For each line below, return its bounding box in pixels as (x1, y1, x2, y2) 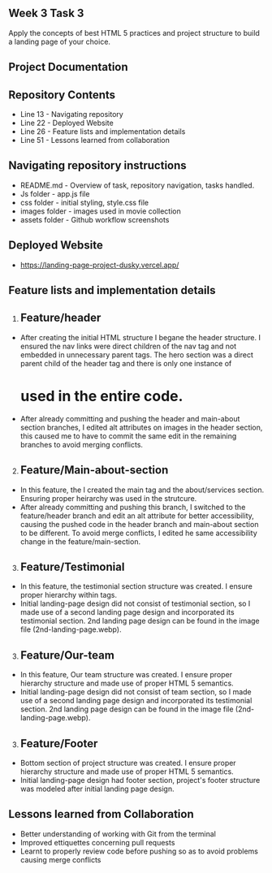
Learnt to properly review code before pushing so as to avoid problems (19, 846, 258, 856)
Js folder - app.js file (19, 188, 90, 198)
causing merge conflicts (19, 854, 101, 864)
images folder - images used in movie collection (19, 206, 181, 216)
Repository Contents (8, 88, 116, 102)
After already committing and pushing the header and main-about (19, 413, 240, 423)
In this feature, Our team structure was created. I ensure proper (19, 670, 233, 680)
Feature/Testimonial (19, 560, 125, 573)
